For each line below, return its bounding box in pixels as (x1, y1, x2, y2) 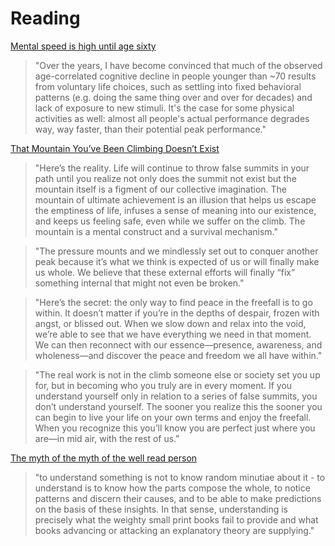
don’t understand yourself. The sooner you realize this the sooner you (34, 400, 323, 412)
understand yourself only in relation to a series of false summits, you (34, 390, 318, 402)
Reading (10, 7, 81, 30)
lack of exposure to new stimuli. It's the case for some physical (34, 102, 295, 114)
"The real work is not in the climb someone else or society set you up (34, 368, 321, 381)
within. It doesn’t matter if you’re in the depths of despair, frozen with (34, 307, 320, 319)
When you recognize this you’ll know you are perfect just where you (34, 422, 316, 434)
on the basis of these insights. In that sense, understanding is (34, 503, 288, 515)
